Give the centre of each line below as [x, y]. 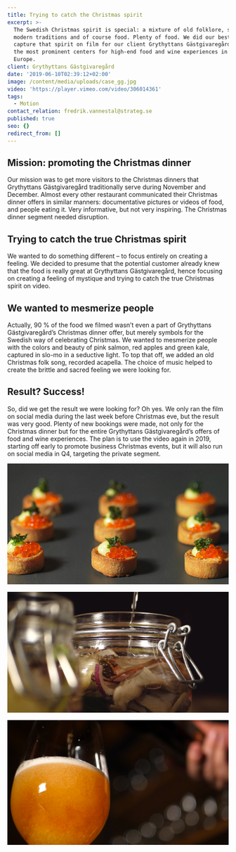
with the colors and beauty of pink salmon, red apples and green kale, [109, 347]
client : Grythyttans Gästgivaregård [61, 67]
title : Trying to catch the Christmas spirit [75, 15]
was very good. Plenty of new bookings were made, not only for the [105, 424]
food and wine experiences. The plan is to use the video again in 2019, [109, 439]
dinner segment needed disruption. [58, 217]
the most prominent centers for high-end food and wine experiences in [121, 52]
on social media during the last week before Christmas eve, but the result [113, 416]
